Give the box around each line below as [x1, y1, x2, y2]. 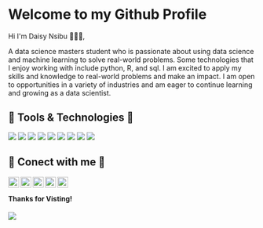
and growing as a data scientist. [8, 88, 111, 97]
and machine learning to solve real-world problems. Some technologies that [8, 55, 254, 64]
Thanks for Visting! [8, 194, 73, 204]
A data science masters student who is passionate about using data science [8, 46, 254, 56]
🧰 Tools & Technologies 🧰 [8, 111, 134, 125]
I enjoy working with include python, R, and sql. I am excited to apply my [8, 63, 242, 72]
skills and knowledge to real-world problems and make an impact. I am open [8, 71, 255, 81]
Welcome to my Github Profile [8, 5, 207, 24]
